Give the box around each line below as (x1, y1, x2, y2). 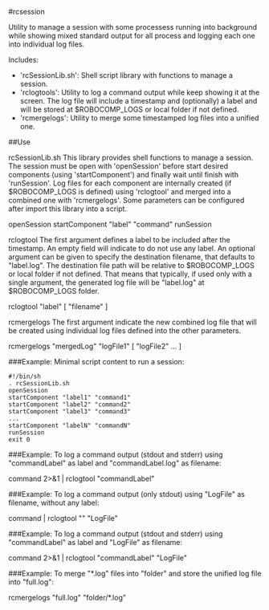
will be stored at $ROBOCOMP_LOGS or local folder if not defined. (19, 104, 239, 114)
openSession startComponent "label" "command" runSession (8, 220, 212, 229)
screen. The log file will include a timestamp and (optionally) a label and (19, 96, 258, 105)
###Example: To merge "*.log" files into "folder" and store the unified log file (8, 569, 262, 578)
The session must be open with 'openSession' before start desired (8, 161, 229, 171)
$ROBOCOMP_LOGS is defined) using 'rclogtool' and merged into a (8, 187, 231, 196)
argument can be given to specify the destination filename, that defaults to (8, 252, 255, 262)
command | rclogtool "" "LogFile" (8, 514, 119, 523)
